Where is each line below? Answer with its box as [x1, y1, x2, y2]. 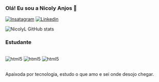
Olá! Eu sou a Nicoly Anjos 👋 [5, 5, 77, 12]
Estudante [5, 39, 32, 46]
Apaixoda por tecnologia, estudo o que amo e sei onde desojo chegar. [5, 71, 154, 77]
